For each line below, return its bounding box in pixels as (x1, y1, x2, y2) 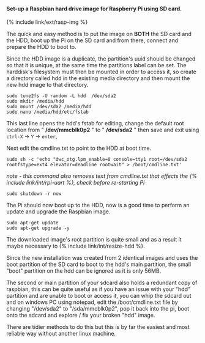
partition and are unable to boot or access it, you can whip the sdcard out (6, 292, 192, 300)
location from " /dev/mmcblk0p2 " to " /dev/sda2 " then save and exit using (6, 126, 199, 134)
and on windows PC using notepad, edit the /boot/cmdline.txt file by (6, 298, 179, 306)
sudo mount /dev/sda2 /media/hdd (6, 104, 92, 110)
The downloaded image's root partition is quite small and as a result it (6, 236, 182, 243)
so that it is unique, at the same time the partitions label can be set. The (6, 62, 187, 69)
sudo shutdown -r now (6, 191, 62, 197)
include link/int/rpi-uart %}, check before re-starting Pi (6, 179, 145, 186)
